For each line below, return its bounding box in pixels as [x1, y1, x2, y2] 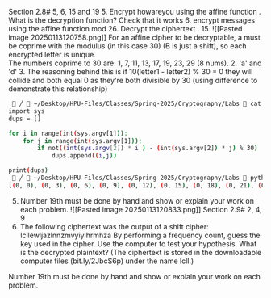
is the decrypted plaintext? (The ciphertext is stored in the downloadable [19, 247, 262, 257]
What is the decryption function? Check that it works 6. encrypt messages [8, 15, 256, 25]
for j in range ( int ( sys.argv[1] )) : [23, 136, 143, 145]
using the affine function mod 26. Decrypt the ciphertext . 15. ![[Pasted [8, 24, 243, 33]
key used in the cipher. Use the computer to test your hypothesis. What [19, 238, 257, 249]
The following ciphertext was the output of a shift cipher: [19, 221, 210, 231]
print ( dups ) [8, 166, 48, 174]
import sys [8, 107, 45, 115]
